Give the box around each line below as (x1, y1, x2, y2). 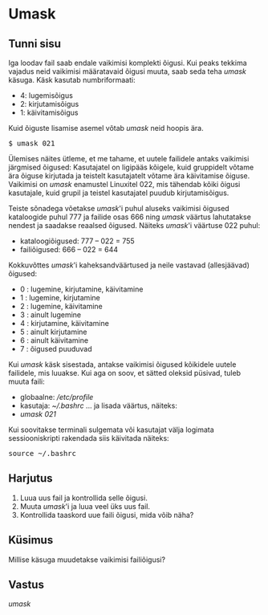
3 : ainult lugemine (19, 310, 82, 320)
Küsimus (8, 533, 54, 547)
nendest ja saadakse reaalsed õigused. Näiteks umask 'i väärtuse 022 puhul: (8, 221, 261, 230)
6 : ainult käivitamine (19, 336, 89, 345)
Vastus (8, 578, 44, 592)
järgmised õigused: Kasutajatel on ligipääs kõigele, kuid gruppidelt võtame (8, 162, 254, 172)
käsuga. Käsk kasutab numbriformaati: (8, 75, 136, 84)
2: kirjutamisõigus (19, 100, 79, 108)
